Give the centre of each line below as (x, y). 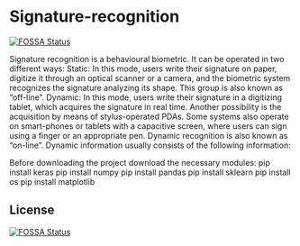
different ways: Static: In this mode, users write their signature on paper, (143, 68)
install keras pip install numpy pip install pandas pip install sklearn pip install (150, 172)
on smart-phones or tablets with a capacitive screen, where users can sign (148, 126)
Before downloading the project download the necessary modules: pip (140, 162)
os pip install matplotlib (52, 181)
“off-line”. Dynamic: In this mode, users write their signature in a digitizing (145, 97)
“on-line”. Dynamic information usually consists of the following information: (150, 145)
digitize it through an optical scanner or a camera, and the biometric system (150, 77)
